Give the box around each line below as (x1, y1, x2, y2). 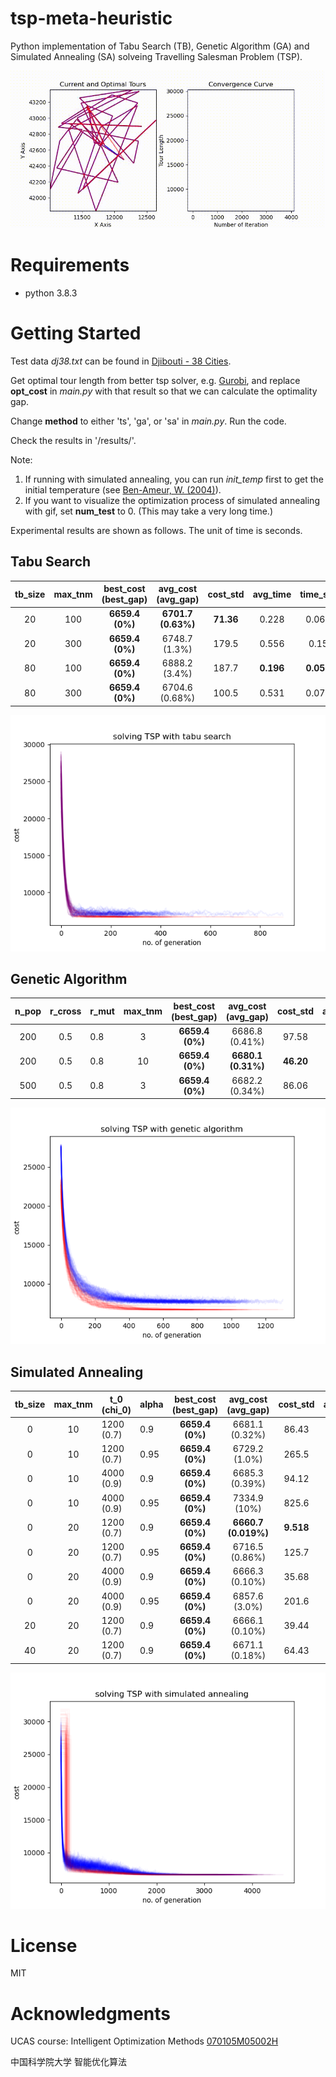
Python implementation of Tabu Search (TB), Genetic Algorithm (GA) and (10, 40, 310, 52)
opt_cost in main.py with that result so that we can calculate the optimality (10, 385, 318, 397)
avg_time (252, 588, 292, 600)
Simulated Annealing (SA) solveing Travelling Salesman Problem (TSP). (10, 50, 303, 62)
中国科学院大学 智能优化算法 (10, 2056, 127, 2068)
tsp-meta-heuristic (10, 7, 173, 30)
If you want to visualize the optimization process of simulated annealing (24, 494, 320, 506)
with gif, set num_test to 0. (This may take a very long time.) (24, 505, 274, 517)
